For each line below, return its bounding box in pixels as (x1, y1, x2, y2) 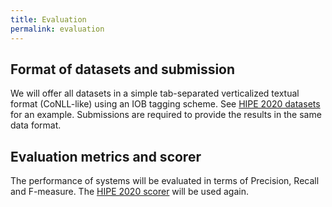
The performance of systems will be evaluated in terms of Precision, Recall (10, 175, 320, 187)
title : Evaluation (10, 14, 87, 25)
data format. (10, 119, 62, 131)
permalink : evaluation (10, 24, 105, 34)
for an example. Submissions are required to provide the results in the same (10, 109, 322, 121)
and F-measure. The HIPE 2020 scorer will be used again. (10, 186, 249, 198)
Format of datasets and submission (10, 61, 236, 78)
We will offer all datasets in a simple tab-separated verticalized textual (10, 87, 300, 100)
